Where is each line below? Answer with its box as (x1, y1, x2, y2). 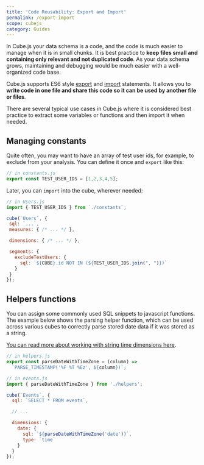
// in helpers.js (6, 353, 51, 360)
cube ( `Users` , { (6, 215, 47, 221)
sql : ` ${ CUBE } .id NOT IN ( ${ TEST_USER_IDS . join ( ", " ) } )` (19, 260, 167, 266)
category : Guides (6, 26, 51, 32)
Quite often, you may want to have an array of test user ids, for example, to (6, 152, 194, 159)
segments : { (9, 249, 40, 255)
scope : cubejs (6, 20, 43, 26)
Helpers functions (6, 294, 76, 304)
